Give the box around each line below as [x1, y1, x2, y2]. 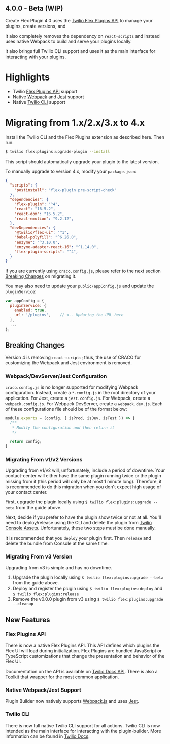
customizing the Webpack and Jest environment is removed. [5, 360, 132, 366]
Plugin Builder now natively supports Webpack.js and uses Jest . [5, 698, 140, 704]
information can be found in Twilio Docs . [5, 733, 90, 739]
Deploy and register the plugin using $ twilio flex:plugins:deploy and [12, 586, 163, 592]
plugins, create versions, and [5, 23, 66, 29]
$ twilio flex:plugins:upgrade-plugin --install [5, 149, 110, 154]
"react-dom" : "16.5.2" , [14, 211, 65, 216]
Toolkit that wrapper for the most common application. [5, 674, 119, 680]
